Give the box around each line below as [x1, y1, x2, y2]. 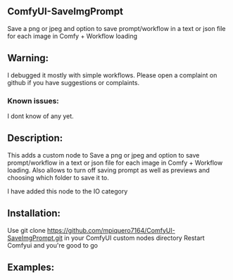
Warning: [7, 52, 49, 64]
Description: [7, 132, 63, 144]
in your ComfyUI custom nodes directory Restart [64, 234, 206, 242]
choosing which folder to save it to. [7, 173, 109, 182]
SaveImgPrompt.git [7, 234, 63, 242]
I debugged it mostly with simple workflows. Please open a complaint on [7, 70, 218, 79]
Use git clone [7, 226, 46, 234]
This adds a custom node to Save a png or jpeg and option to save [7, 151, 200, 159]
